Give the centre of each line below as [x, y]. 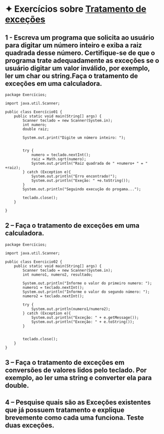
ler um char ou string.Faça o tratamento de [71, 76]
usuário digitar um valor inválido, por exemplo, [78, 68]
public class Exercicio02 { [34, 262]
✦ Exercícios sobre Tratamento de [76, 9]
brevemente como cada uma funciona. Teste [75, 418]
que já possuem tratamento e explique [65, 410]
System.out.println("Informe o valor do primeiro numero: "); [87, 283]
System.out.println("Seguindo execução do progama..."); [82, 189]
